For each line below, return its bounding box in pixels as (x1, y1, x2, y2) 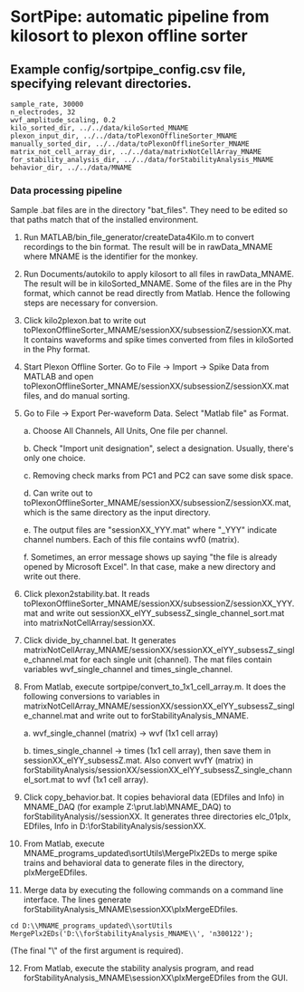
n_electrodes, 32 (10, 108, 76, 117)
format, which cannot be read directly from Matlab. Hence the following (23, 288, 290, 299)
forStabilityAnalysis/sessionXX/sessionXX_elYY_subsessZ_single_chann (23, 765, 292, 775)
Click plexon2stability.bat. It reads (23, 589, 150, 600)
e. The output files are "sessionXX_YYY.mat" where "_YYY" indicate (23, 525, 278, 535)
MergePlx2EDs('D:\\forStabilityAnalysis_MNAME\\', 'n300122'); (10, 929, 254, 939)
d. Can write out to (23, 487, 93, 499)
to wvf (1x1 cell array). (67, 775, 148, 785)
